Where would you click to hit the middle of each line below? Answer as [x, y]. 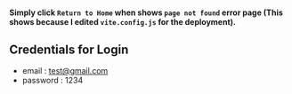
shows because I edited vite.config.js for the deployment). [122, 21]
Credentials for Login [69, 49]
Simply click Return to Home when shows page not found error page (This [146, 12]
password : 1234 [53, 81]
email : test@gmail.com [65, 71]
